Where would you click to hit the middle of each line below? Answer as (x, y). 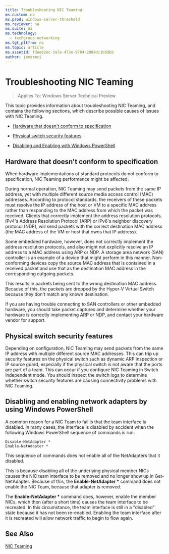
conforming (17, 263)
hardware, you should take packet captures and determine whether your (80, 310)
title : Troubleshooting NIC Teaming (44, 10)
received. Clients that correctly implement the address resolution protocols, (84, 216)
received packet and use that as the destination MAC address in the (76, 269)
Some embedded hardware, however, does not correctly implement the (79, 242)
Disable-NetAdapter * (28, 442)
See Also (19, 534)
